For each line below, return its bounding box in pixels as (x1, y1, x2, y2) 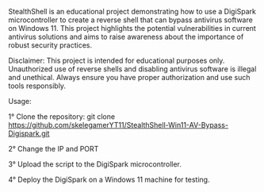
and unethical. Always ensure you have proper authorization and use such (8, 73, 251, 82)
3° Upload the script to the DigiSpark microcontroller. (8, 159, 182, 169)
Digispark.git (8, 129, 50, 138)
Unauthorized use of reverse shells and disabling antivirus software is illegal (8, 64, 257, 74)
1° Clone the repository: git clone (8, 112, 116, 121)
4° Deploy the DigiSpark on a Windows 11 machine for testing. (8, 175, 210, 184)
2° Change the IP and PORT (8, 144, 99, 153)
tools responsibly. (8, 81, 66, 90)
